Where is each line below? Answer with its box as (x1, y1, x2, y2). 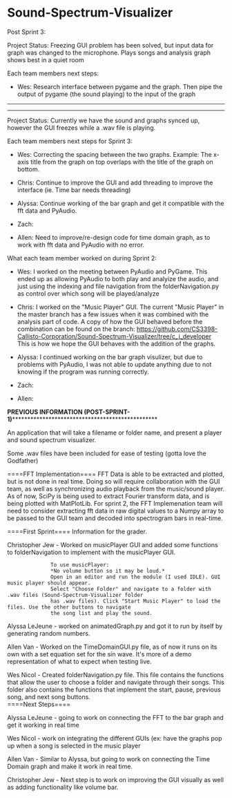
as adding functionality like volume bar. (7, 783, 119, 791)
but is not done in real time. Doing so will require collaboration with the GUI (7, 477, 220, 485)
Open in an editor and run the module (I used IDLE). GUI (50, 573, 221, 580)
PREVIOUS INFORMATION (7, 408, 83, 416)
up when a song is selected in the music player (7, 741, 141, 750)
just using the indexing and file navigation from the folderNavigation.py (17, 282, 220, 290)
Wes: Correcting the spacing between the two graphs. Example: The (17, 150, 212, 158)
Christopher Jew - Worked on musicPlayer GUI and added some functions (7, 540, 219, 549)
